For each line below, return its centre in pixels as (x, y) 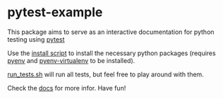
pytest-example (55, 12)
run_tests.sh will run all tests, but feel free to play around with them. (106, 74)
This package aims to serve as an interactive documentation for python (111, 32)
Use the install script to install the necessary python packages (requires (112, 53)
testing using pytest (36, 39)
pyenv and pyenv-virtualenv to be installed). (71, 60)
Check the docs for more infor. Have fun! (67, 88)
